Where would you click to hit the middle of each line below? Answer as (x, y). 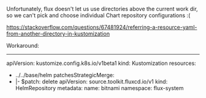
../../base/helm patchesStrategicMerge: (65, 75)
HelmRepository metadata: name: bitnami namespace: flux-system (99, 88)
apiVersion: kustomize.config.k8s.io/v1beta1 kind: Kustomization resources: (101, 63)
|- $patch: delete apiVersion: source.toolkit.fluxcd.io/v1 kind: (91, 81)
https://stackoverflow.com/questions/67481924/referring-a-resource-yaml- (102, 27)
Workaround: (23, 46)
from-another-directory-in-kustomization (58, 34)
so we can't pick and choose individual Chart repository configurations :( (98, 15)
